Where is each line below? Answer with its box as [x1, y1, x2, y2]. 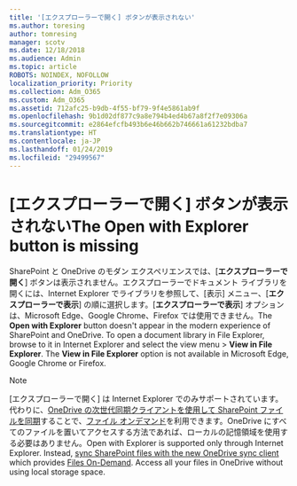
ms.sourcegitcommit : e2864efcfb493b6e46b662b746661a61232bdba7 [9, 121, 248, 129]
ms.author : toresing [9, 21, 86, 30]
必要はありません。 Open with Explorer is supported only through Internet [16, 438, 284, 449]
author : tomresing [9, 29, 77, 38]
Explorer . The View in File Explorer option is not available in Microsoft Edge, [9, 349, 290, 359]
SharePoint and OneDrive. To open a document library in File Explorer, [9, 330, 265, 341]
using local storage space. [9, 466, 106, 477]
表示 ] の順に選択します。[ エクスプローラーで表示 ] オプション [63, 299, 285, 310]
